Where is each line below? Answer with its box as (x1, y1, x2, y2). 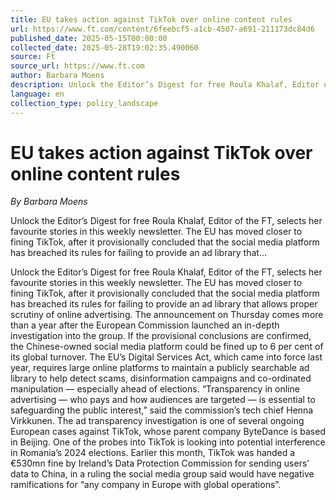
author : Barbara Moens (10, 71, 105, 81)
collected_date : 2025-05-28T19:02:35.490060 (10, 42, 199, 53)
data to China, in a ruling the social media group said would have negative (10, 468, 315, 480)
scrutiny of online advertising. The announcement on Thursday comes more (10, 309, 324, 321)
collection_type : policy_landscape (10, 98, 159, 108)
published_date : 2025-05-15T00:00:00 (10, 33, 168, 43)
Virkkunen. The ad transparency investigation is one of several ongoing (10, 415, 305, 427)
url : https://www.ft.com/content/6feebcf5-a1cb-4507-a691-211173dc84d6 (10, 24, 315, 34)
